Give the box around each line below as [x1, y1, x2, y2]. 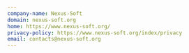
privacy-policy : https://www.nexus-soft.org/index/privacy [7, 29, 183, 36]
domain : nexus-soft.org [7, 17, 77, 23]
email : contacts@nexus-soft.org [7, 36, 101, 43]
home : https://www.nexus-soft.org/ [7, 23, 111, 30]
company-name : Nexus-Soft [7, 10, 82, 17]
